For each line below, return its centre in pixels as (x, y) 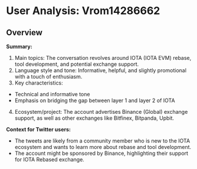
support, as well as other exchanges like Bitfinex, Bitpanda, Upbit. (94, 118)
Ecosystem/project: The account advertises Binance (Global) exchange (101, 112)
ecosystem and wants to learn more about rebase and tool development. (103, 147)
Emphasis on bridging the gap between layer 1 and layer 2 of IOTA (95, 100)
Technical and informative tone (52, 94)
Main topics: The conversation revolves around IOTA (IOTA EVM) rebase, (103, 58)
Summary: (19, 46)
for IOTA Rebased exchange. (49, 159)
